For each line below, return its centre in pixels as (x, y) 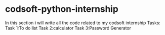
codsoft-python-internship (62, 9)
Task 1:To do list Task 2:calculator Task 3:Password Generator (68, 28)
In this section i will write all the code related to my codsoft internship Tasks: (83, 23)
